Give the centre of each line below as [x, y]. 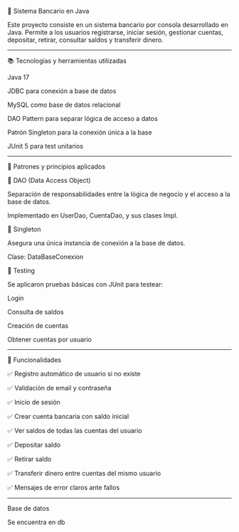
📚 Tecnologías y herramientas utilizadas [67, 61]
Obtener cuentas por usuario [50, 339]
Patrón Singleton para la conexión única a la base [80, 132]
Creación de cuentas [38, 326]
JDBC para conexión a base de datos [62, 91]
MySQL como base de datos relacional [64, 105]
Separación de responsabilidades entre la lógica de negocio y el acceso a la [119, 194]
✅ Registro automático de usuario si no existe [74, 374]
